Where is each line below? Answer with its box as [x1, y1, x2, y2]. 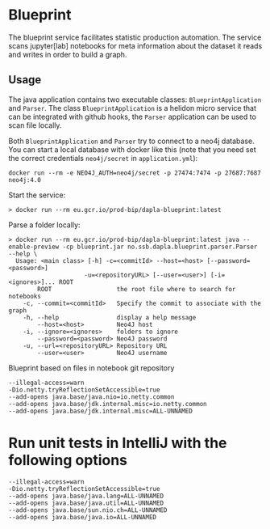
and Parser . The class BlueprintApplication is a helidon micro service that [8, 103, 256, 112]
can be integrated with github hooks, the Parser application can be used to [8, 112, 256, 121]
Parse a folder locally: [8, 220, 81, 230]
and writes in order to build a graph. [8, 49, 127, 59]
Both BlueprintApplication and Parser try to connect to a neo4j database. [8, 136, 255, 146]
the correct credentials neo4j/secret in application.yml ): [8, 153, 198, 163]
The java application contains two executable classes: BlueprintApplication [8, 95, 262, 104]
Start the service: [8, 190, 66, 200]
